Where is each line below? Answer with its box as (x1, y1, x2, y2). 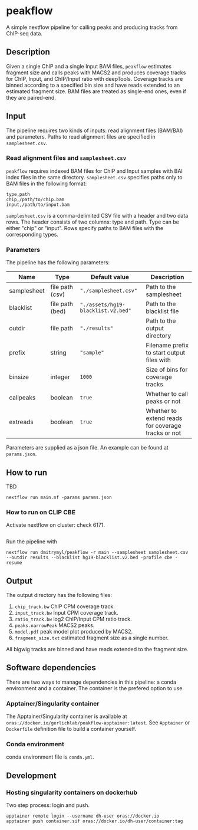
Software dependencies (6, 662, 96, 673)
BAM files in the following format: (6, 180, 87, 187)
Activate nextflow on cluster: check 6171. (6, 521, 105, 529)
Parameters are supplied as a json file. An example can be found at (6, 444, 169, 451)
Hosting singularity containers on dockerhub (6, 788, 137, 796)
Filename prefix (146, 341, 189, 349)
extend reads (146, 414, 183, 422)
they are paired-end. (6, 94, 56, 101)
